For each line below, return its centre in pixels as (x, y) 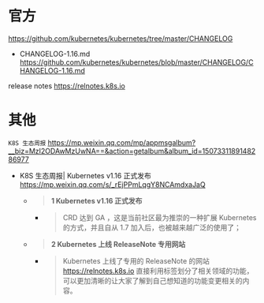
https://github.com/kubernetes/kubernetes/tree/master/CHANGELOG (121, 38)
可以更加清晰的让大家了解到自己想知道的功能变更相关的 (152, 280)
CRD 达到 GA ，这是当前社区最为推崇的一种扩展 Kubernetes (160, 217)
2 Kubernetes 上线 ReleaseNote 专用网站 (118, 244)
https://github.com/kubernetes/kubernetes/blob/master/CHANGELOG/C (136, 62)
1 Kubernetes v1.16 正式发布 (97, 200)
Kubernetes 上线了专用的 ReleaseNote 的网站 (136, 260)
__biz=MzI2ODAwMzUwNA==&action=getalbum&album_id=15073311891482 (132, 151)
